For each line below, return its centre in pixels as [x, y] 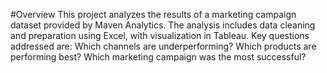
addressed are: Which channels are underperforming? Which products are [163, 46]
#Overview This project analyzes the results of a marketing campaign [153, 14]
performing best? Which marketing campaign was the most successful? [158, 57]
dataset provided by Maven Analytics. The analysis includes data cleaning [163, 25]
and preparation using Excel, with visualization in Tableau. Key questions [160, 35]
